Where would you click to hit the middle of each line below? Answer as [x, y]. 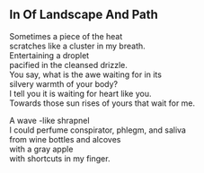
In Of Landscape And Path [84, 15]
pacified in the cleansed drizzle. [69, 65]
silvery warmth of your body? [64, 83]
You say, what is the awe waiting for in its [85, 74]
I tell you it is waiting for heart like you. [80, 93]
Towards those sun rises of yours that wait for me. [102, 103]
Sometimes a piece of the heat [66, 36]
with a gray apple [41, 149]
